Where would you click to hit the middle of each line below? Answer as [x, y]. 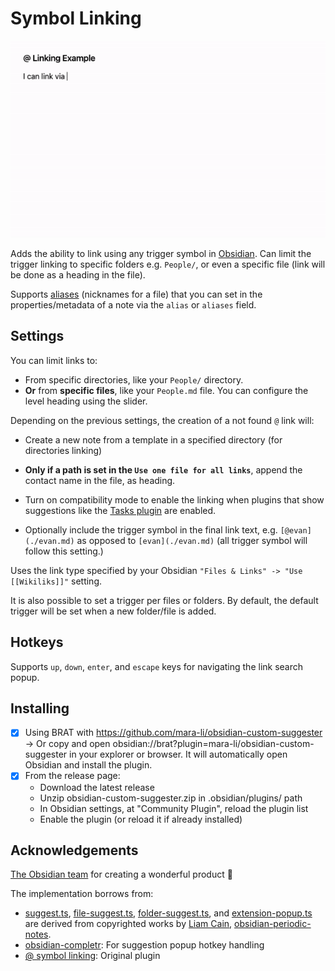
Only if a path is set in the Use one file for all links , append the [163, 469]
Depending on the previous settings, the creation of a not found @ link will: [162, 420]
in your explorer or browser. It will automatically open [178, 754]
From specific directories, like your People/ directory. [134, 379]
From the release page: [72, 776]
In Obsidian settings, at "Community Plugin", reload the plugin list [174, 808]
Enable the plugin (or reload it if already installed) [141, 819]
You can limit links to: [54, 360]
